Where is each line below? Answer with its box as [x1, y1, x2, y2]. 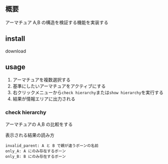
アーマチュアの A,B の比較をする [5, 121, 73, 127]
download [5, 48, 26, 54]
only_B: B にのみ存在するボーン [5, 154, 66, 159]
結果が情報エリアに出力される [12, 96, 75, 102]
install [5, 35, 25, 43]
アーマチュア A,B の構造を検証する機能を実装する [5, 19, 108, 25]
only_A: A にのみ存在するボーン [5, 148, 66, 154]
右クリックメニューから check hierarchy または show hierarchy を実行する [12, 90, 164, 96]
